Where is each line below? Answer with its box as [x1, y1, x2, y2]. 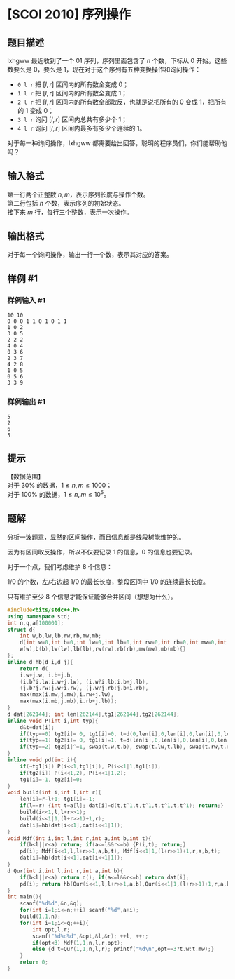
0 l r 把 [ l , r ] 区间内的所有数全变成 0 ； [17, 80, 129, 88]
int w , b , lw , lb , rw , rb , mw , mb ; [20, 632, 101, 639]
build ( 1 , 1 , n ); [20, 913, 61, 920]
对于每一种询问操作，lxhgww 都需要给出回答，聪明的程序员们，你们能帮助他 [7, 139, 227, 147]
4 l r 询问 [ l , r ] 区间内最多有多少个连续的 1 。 [17, 124, 146, 132]
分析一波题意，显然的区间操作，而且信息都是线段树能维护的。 [7, 533, 185, 541]
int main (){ [7, 893, 42, 900]
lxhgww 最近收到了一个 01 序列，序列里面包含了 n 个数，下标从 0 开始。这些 [7, 57, 227, 65]
